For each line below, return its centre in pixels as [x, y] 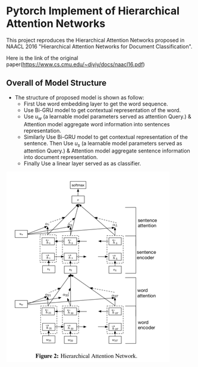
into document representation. [61, 157]
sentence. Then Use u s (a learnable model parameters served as [103, 144]
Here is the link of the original [42, 58]
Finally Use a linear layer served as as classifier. [82, 164]
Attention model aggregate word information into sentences [97, 124]
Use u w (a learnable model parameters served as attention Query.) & [107, 117]
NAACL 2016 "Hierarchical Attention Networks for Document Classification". [99, 46]
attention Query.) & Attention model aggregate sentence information [107, 151]
